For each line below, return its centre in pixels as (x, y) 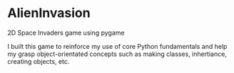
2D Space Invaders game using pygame (66, 33)
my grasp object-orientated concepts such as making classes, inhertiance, (117, 54)
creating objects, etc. (39, 61)
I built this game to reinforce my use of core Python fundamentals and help (117, 46)
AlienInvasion (49, 13)
